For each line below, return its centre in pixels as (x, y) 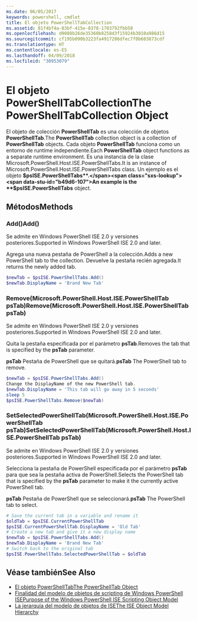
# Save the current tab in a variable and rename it (72, 516)
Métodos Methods (40, 207)
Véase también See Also (51, 573)
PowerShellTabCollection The (79, 103)
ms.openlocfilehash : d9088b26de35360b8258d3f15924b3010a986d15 (86, 34)
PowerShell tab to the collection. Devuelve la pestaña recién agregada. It (93, 261)
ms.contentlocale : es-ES (37, 50)
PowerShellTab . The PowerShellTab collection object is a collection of (91, 138)
